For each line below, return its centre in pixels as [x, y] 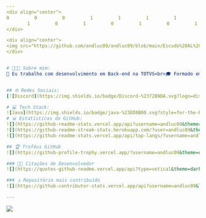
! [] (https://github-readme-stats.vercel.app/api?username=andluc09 [94, 124]
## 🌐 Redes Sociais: [33, 90]
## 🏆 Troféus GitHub [34, 147]
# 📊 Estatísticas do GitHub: [44, 119]
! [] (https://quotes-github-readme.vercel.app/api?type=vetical [89, 169]
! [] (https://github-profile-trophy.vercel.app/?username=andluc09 [93, 152]
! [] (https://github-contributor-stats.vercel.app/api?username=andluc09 [101, 186]
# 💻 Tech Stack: [28, 107]
